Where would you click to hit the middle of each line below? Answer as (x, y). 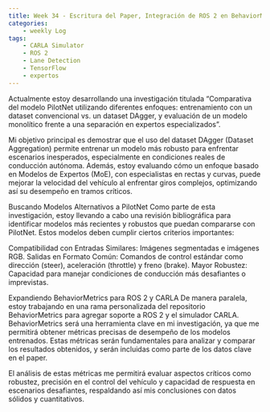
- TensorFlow (45, 68)
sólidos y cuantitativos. (46, 398)
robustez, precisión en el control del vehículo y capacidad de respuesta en (132, 381)
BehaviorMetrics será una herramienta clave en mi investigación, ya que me (134, 323)
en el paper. (28, 357)
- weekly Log (45, 31)
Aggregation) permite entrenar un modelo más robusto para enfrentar (124, 148)
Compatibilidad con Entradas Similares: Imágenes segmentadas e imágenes (134, 248)
